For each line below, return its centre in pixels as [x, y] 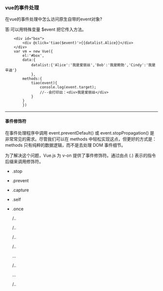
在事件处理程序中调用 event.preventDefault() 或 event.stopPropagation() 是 [80, 133]
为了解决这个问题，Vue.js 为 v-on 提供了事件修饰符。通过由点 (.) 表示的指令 [81, 155]
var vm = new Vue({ [33, 51]
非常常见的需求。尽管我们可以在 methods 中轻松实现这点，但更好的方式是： [81, 139]
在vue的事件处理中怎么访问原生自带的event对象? [54, 19]
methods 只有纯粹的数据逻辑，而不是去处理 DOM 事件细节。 [65, 145]
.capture [20, 190]
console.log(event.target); [68, 87]
